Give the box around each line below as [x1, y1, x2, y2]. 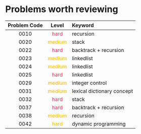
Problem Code [8, 22, 43, 29]
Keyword [71, 22, 95, 29]
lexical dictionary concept [71, 87, 133, 94]
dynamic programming [71, 120, 126, 127]
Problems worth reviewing [5, 4, 118, 15]
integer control [71, 79, 107, 86]
